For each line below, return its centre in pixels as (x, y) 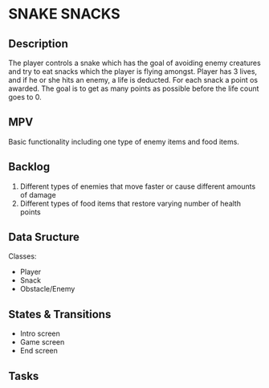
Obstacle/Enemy (47, 289)
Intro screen (40, 333)
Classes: (22, 256)
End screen (39, 351)
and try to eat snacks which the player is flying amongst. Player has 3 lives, (133, 71)
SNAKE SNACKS (64, 14)
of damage (38, 194)
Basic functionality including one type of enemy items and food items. (124, 141)
